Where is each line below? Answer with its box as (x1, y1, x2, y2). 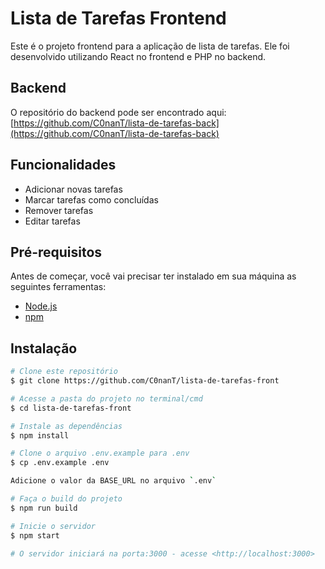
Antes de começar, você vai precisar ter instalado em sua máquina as (10, 270, 297, 282)
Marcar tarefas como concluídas (24, 193, 159, 206)
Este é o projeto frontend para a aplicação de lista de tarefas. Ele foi (10, 40, 290, 52)
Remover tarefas (24, 204, 94, 216)
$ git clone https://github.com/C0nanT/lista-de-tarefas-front (10, 376, 280, 386)
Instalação (10, 340, 78, 357)
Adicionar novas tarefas (24, 183, 123, 195)
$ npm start (10, 530, 60, 541)
